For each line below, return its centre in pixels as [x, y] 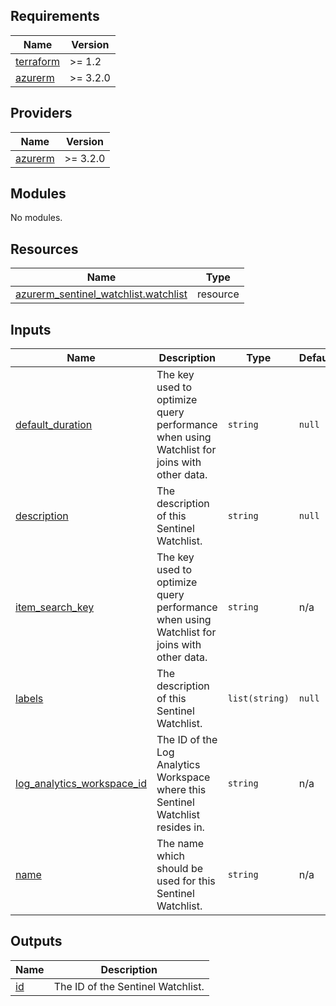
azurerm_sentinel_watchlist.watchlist [101, 294]
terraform [38, 61]
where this [181, 790]
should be [180, 869]
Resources [44, 249]
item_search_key [55, 607]
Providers [41, 113]
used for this [186, 881]
